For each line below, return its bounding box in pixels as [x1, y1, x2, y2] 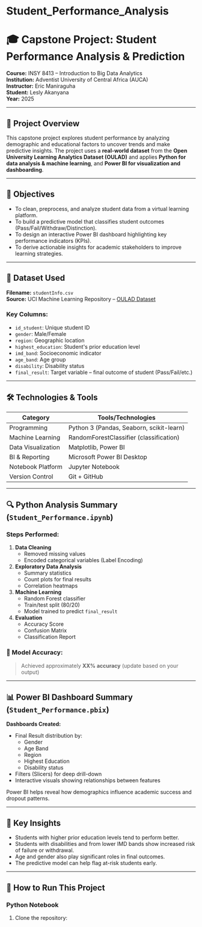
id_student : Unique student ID [14, 323, 90, 331]
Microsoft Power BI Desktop [68, 453, 147, 461]
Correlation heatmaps [23, 582, 78, 590]
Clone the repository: [14, 914, 68, 921]
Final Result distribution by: [14, 732, 83, 739]
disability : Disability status [14, 362, 85, 369]
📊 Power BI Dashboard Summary [6, 693, 133, 703]
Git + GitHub [68, 472, 103, 480]
